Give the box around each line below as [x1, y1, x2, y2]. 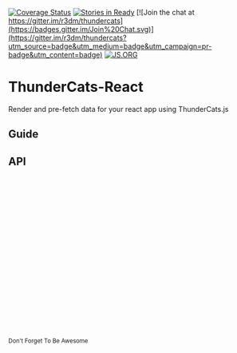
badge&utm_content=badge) [8, 50, 103, 59]
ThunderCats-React [8, 78, 144, 96]
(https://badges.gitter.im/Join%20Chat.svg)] [8, 25, 154, 34]
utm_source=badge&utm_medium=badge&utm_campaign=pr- [8, 42, 212, 51]
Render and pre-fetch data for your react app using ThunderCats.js [8, 104, 229, 113]
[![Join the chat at [136, 8, 196, 17]
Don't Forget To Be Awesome [8, 337, 89, 345]
